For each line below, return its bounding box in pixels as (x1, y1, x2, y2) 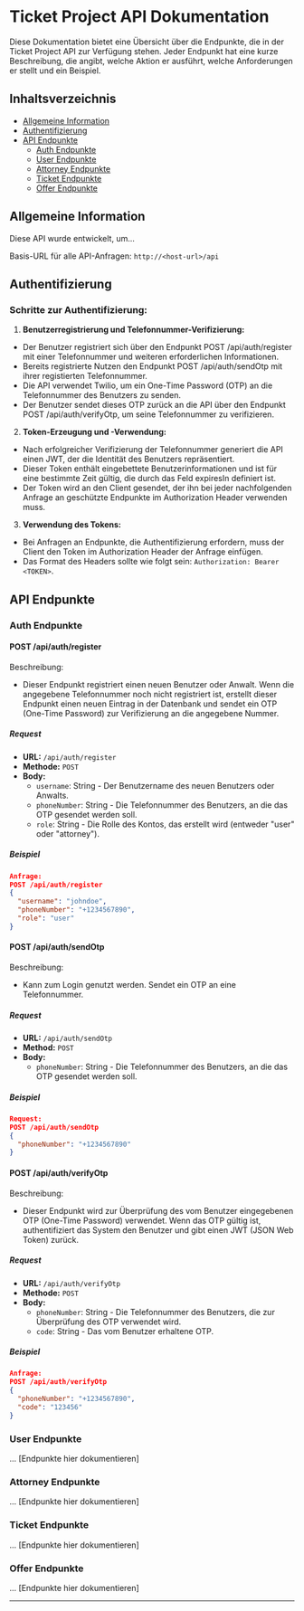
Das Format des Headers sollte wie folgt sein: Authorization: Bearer (22, 556, 280, 567)
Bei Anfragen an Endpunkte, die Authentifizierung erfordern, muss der (22, 536, 285, 548)
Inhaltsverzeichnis (9, 91, 117, 107)
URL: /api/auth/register (22, 751, 117, 762)
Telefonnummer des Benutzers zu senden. (22, 390, 181, 401)
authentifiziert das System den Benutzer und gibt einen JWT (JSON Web (22, 1224, 294, 1236)
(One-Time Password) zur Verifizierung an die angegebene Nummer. (22, 707, 280, 718)
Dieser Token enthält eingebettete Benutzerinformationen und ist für (22, 463, 278, 474)
